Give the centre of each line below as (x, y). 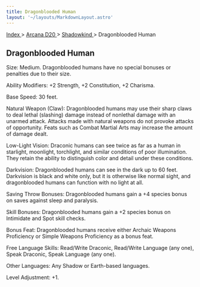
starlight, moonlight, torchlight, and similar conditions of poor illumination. (97, 152)
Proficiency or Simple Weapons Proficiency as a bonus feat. (80, 236)
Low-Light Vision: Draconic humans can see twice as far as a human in (93, 146)
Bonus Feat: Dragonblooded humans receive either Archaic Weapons (91, 230)
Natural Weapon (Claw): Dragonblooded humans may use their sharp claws (99, 109)
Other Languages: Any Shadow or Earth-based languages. (78, 266)
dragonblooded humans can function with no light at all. (75, 182)
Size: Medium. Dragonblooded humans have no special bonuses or (89, 68)
